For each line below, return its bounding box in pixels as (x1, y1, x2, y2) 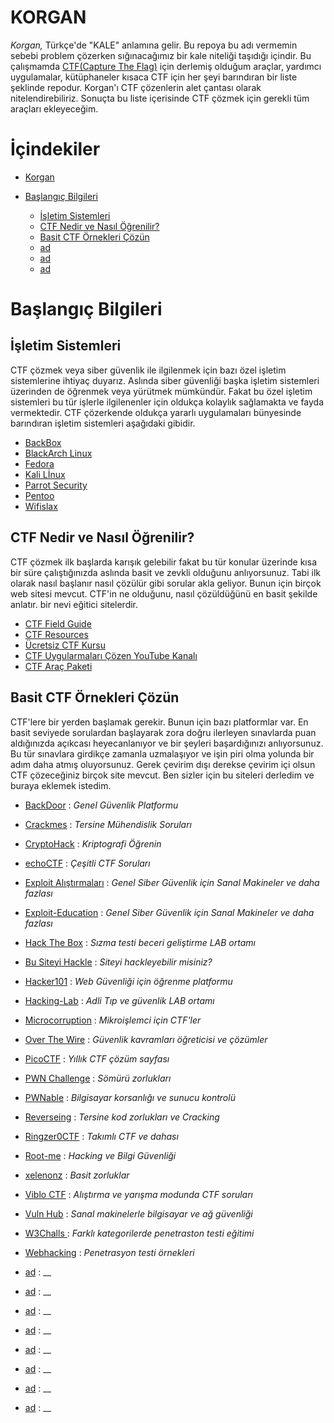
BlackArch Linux (24, 447, 93, 459)
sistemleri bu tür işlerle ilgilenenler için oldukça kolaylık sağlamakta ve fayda (10, 396, 325, 408)
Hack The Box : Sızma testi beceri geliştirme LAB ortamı (24, 936, 256, 948)
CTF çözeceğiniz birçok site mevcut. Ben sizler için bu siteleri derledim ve (10, 769, 315, 781)
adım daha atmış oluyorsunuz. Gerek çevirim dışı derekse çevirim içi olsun (10, 758, 316, 770)
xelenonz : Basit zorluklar (24, 1169, 130, 1181)
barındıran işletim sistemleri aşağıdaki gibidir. (10, 417, 196, 429)
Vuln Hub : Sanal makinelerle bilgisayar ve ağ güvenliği (24, 1207, 253, 1220)
